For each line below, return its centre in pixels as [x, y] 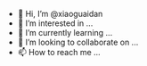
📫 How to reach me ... [59, 52]
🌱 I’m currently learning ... [65, 33]
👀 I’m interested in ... [55, 23]
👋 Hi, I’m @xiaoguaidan [60, 14]
